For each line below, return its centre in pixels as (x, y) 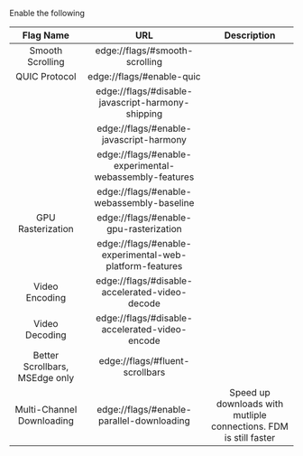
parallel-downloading (144, 421)
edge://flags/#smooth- (144, 51)
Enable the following (47, 13)
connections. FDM (250, 426)
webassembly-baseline (144, 203)
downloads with (250, 404)
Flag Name (46, 35)
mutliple (250, 415)
